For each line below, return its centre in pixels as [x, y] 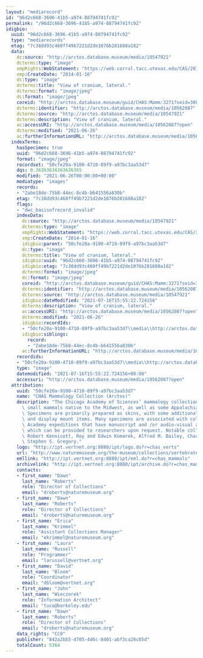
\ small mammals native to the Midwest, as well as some [95, 408]
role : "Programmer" [46, 555]
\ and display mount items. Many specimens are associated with [105, 419]
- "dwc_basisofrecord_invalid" [56, 210]
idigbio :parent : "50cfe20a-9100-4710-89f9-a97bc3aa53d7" [95, 244]
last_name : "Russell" [49, 549]
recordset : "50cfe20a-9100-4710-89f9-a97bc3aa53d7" [83, 165]
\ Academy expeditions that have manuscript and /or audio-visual [107, 424]
